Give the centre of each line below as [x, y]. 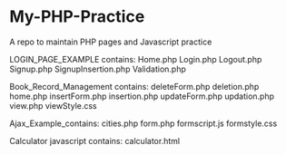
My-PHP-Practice [77, 17]
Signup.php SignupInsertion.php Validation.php [98, 69]
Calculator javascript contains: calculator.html [94, 140]
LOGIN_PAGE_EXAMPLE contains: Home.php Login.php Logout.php [136, 59]
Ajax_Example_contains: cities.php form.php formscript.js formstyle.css [143, 123]
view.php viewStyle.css [53, 105]
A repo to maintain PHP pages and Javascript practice [111, 42]
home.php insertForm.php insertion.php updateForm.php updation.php [142, 96]
